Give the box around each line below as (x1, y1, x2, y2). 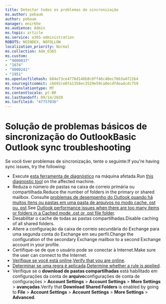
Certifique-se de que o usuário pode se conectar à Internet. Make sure (12, 247, 156, 253)
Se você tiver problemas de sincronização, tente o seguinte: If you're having (5, 158, 160, 164)
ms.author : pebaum (5, 12, 43, 17)
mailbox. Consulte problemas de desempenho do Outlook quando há (12, 194, 153, 200)
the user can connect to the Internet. (12, 252, 88, 258)
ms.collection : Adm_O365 (5, 49, 56, 54)
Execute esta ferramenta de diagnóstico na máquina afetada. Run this (12, 173, 154, 179)
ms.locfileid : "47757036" (5, 100, 58, 105)
